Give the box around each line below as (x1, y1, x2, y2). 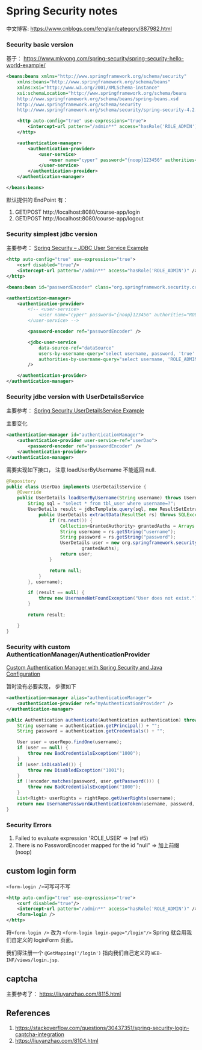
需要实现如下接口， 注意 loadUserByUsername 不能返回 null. (6, 466, 156, 473)
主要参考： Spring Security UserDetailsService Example (6, 407, 144, 414)
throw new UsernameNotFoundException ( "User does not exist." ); (38, 595, 200, 601)
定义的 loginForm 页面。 (16, 936, 76, 944)
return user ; (60, 551, 93, 557)
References (6, 1008, 50, 1019)
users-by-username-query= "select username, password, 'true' (38, 350, 195, 357)
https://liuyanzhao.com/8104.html (14, 1037, 99, 1044)
